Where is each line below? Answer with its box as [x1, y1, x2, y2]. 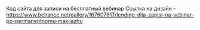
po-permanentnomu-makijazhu [6, 18, 83, 24]
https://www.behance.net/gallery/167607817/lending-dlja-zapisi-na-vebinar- [6, 11, 194, 18]
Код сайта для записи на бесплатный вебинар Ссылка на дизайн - [6, 5, 176, 12]
